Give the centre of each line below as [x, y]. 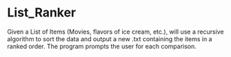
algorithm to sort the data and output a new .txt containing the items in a [110, 38]
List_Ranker [42, 13]
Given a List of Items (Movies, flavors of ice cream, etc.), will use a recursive [115, 32]
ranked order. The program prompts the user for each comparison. [102, 46]
